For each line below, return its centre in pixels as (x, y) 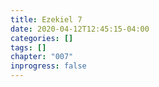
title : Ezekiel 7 (46, 19)
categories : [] (42, 38)
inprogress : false (48, 66)
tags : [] (28, 47)
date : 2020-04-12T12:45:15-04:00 (80, 29)
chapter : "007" (42, 57)
